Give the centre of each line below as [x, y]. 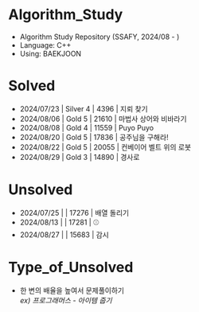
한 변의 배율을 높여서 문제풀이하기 [72, 290]
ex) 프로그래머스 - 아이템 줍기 [66, 300]
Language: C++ [45, 45]
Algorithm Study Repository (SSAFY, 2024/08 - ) [99, 37]
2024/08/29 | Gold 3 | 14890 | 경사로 [80, 157]
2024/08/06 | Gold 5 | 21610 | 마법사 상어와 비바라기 [103, 119]
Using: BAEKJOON [51, 53]
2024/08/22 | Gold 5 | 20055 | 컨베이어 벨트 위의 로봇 [105, 147]
